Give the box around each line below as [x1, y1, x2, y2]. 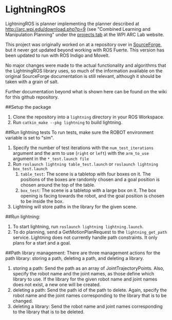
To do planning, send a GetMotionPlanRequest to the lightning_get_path [12, 229, 167, 235]
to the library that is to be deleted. [12, 309, 85, 315]
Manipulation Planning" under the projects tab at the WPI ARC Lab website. [5, 31, 164, 37]
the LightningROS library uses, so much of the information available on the [5, 68, 163, 74]
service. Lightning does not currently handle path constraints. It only [12, 234, 158, 241]
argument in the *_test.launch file [12, 155, 89, 162]
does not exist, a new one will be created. [12, 281, 101, 288]
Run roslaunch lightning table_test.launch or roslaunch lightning [12, 161, 158, 167]
